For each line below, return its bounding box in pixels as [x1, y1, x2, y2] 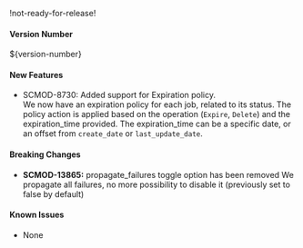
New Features [9, 69, 64, 80]
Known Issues [9, 209, 65, 221]
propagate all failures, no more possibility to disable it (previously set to [22, 179, 291, 190]
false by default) [22, 188, 85, 199]
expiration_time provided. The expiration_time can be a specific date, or [22, 118, 291, 130]
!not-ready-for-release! [9, 8, 96, 18]
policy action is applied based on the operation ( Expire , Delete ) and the [22, 109, 291, 120]
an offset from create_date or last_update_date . [22, 128, 203, 139]
